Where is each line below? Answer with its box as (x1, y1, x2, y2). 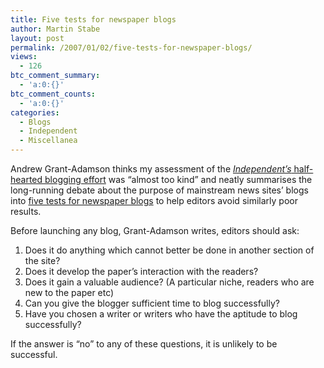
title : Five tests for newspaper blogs (10, 14, 177, 25)
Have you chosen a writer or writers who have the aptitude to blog (24, 308, 298, 320)
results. (10, 206, 42, 217)
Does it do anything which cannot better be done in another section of (24, 244, 315, 256)
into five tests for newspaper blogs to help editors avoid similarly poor (10, 195, 298, 206)
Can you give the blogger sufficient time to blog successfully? (24, 297, 280, 309)
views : (10, 52, 38, 62)
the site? (24, 255, 61, 266)
